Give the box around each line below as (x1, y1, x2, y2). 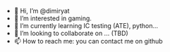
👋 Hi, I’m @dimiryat (13, 7, 70, 15)
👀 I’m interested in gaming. (13, 14, 92, 22)
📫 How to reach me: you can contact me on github (13, 37, 164, 45)
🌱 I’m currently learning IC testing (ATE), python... (13, 22, 159, 30)
